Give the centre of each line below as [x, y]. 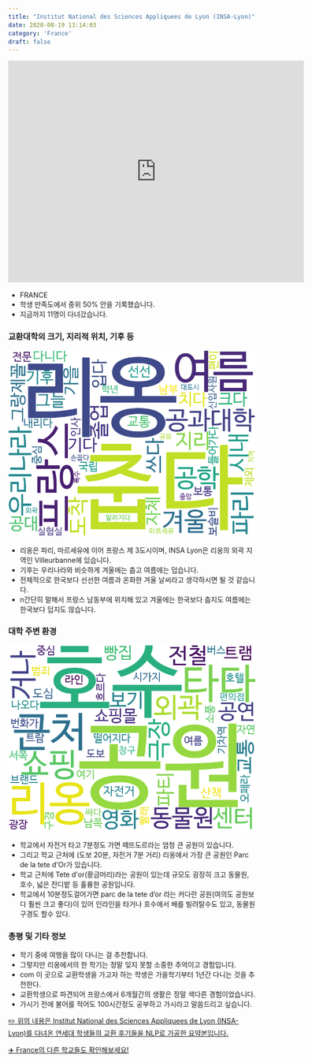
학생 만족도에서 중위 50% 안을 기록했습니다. [87, 304]
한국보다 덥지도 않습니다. [58, 609]
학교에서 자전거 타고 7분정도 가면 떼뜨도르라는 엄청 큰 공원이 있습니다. [126, 844]
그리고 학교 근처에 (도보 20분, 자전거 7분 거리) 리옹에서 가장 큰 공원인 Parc [134, 855]
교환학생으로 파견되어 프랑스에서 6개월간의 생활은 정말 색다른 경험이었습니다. [137, 994]
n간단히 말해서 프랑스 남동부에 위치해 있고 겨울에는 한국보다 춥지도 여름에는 [135, 599]
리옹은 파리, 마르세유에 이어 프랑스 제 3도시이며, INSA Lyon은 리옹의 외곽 [132, 550]
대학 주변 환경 [33, 632]
